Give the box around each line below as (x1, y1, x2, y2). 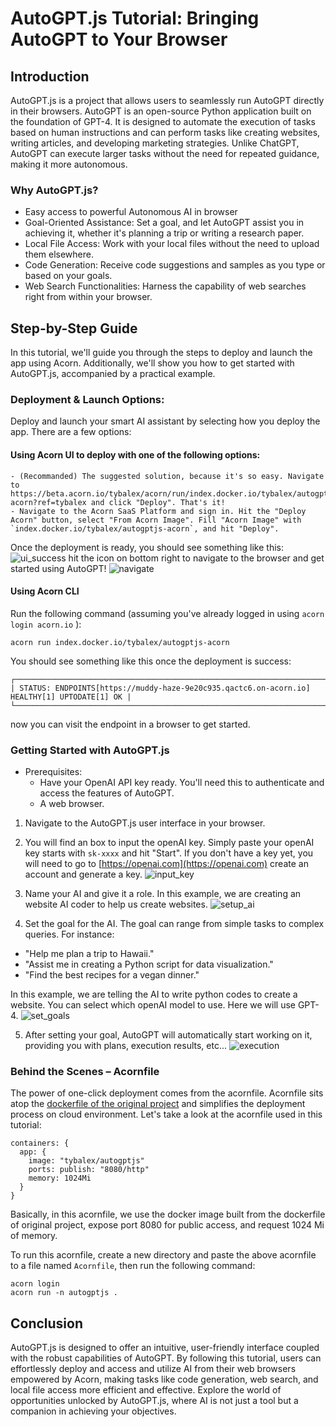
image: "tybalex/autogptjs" (28, 1156, 145, 1166)
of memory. (10, 1230, 58, 1242)
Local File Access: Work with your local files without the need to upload (24, 238, 320, 250)
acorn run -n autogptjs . (10, 1288, 118, 1298)
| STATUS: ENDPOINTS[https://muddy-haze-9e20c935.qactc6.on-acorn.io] (10, 683, 311, 693)
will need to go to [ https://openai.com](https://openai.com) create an (24, 858, 309, 870)
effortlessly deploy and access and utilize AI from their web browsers (10, 1363, 297, 1375)
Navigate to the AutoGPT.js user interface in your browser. (24, 817, 266, 829)
